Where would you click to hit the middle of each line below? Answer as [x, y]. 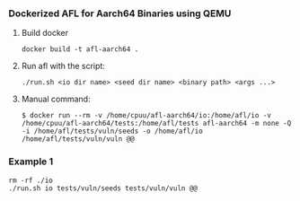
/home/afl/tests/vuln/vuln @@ [78, 139]
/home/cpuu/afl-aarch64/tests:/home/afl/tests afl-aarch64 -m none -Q [156, 124]
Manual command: [56, 99]
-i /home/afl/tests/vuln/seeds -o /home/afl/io [112, 131]
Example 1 [31, 162]
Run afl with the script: [63, 66]
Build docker [45, 33]
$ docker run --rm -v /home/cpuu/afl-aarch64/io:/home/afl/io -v [146, 116]
